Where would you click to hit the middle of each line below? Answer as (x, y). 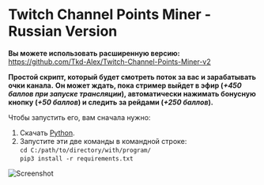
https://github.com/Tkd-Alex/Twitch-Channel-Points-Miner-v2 (109, 62)
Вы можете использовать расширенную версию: (94, 53)
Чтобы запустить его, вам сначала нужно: (79, 117)
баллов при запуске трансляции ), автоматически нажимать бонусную (132, 93)
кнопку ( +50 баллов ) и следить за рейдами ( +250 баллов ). (111, 102)
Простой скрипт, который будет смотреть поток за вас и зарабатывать (132, 77)
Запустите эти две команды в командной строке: (103, 141)
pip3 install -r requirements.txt (76, 159)
